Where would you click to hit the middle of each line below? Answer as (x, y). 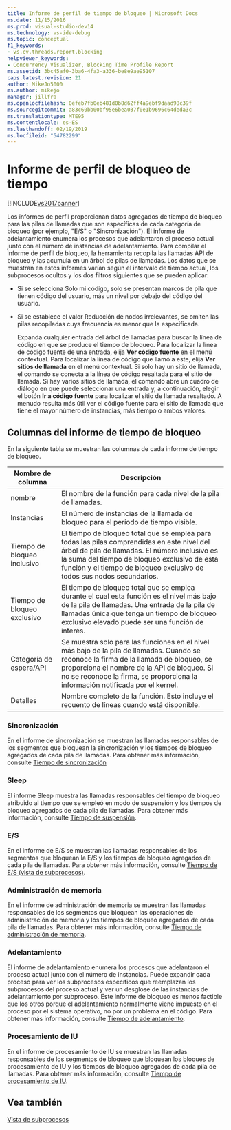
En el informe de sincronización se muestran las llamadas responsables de (113, 741)
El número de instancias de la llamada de (127, 513)
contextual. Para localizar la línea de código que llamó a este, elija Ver (116, 359)
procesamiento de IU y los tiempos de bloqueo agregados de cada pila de (112, 1066)
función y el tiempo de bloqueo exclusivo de (132, 568)
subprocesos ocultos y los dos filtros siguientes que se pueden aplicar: (108, 275)
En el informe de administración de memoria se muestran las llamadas (107, 905)
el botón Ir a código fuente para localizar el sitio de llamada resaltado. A (119, 396)
